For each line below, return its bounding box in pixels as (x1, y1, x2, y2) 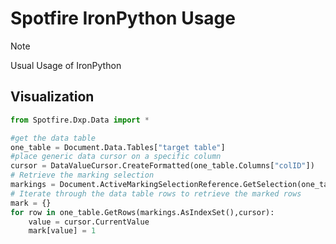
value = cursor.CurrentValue (28, 217, 150, 227)
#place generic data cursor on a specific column (10, 152, 222, 162)
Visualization (10, 88, 95, 106)
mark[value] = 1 (28, 226, 97, 236)
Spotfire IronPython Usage (10, 7, 236, 30)
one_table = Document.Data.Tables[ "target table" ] (10, 142, 226, 152)
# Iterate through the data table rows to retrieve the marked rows (10, 188, 302, 199)
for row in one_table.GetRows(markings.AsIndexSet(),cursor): (10, 207, 275, 217)
